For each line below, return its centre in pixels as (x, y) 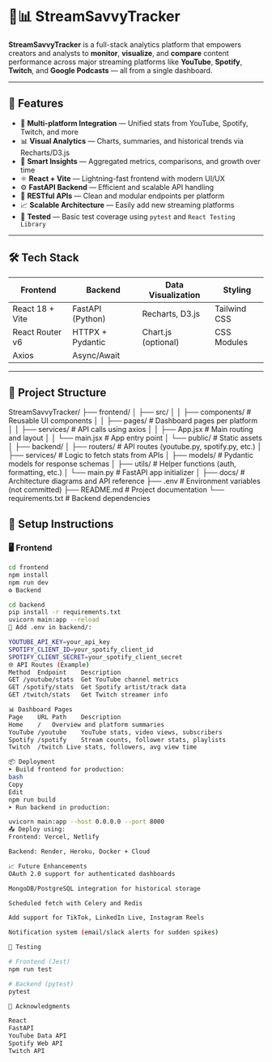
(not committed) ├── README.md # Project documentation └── (117, 490)
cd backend (27, 605)
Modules (231, 342)
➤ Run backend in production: (59, 807)
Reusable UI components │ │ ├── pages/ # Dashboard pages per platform (133, 421)
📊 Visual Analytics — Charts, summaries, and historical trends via (132, 140)
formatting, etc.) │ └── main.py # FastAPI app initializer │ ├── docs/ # (127, 473)
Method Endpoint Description (65, 672)
